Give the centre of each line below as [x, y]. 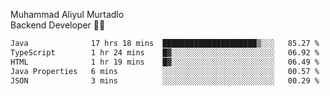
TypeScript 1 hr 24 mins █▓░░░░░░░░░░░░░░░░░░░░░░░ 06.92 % [165, 52]
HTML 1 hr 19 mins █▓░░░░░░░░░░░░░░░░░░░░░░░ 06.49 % [165, 62]
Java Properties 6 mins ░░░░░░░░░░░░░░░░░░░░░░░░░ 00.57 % [165, 71]
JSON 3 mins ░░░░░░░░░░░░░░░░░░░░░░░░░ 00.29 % [165, 80]
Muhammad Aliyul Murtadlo [67, 14]
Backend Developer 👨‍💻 [58, 25]
